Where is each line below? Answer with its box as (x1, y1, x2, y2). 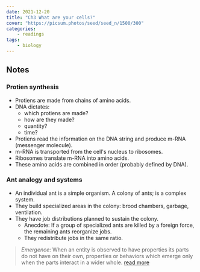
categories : (6, 25, 36, 32)
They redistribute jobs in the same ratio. (23, 234, 123, 241)
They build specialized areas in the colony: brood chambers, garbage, (14, 202, 189, 209)
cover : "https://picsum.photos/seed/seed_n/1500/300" (6, 20, 145, 26)
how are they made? (23, 116, 75, 123)
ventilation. (14, 209, 43, 216)
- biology (17, 43, 42, 49)
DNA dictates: (14, 103, 50, 110)
